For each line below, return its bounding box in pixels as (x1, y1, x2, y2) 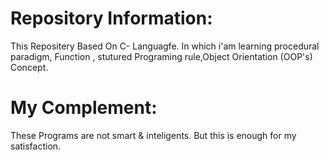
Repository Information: (10, 7, 213, 30)
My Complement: (10, 97, 158, 119)
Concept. (10, 61, 49, 73)
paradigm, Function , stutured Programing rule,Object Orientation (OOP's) (10, 50, 313, 62)
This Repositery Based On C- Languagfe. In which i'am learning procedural (10, 40, 320, 52)
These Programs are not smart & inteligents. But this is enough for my (10, 129, 297, 141)
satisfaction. (10, 140, 62, 152)
